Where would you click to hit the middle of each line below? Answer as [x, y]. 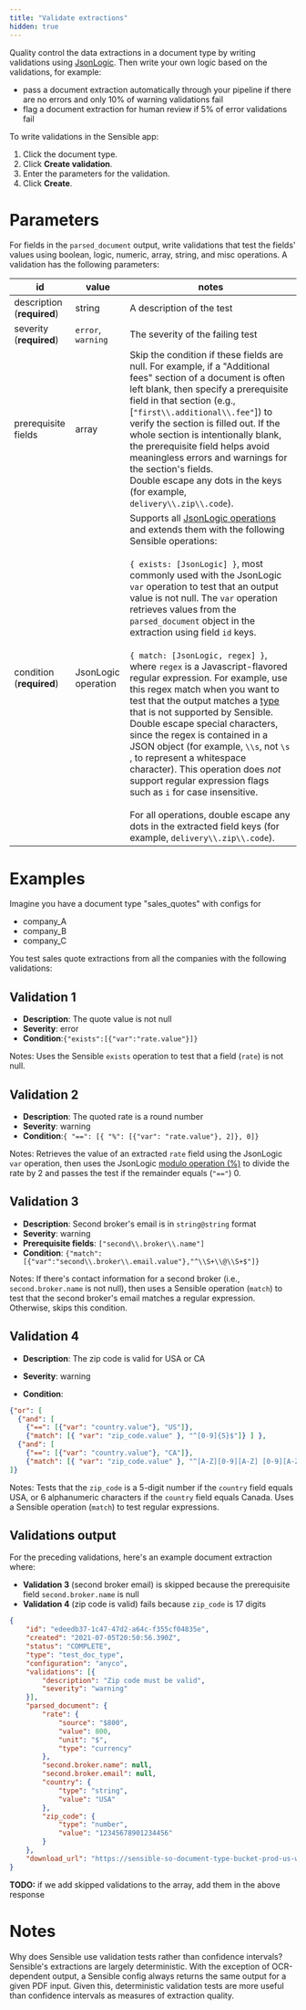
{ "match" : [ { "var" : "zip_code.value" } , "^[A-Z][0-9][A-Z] [142, 1461]
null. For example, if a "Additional [200, 366]
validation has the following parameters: [85, 265]
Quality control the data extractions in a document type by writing [133, 52]
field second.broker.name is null [81, 1594]
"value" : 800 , [85, 1731]
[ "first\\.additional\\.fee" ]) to [201, 412]
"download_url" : [57, 1858]
